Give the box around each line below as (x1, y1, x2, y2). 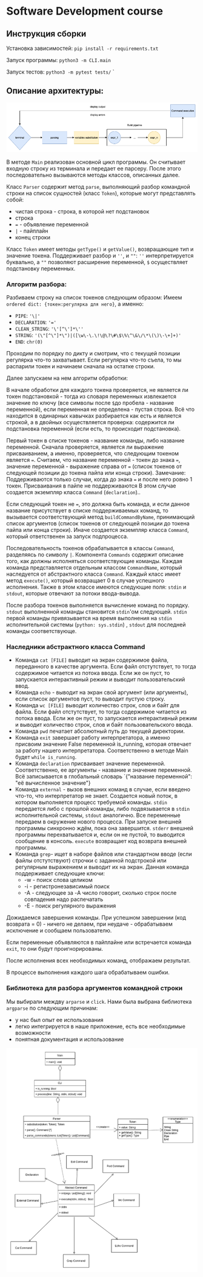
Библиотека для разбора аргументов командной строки (6, 984, 183, 993)
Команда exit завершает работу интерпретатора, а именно (15, 734, 171, 741)
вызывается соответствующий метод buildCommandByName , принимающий (6, 513, 195, 521)
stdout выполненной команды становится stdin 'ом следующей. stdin (6, 608, 187, 615)
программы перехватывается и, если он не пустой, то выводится (15, 831, 185, 838)
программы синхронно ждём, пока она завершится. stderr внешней (15, 825, 194, 832)
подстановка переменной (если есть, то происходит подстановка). (6, 425, 181, 433)
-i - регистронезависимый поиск (24, 883, 110, 890)
